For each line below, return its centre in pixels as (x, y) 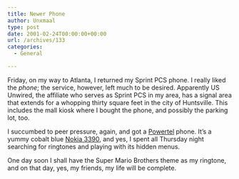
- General (28, 54)
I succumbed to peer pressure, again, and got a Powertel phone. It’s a (110, 131)
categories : (25, 47)
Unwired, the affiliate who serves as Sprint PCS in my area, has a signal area (119, 95)
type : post (24, 27)
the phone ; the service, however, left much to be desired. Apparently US (113, 87)
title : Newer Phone (36, 14)
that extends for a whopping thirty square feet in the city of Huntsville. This (118, 102)
